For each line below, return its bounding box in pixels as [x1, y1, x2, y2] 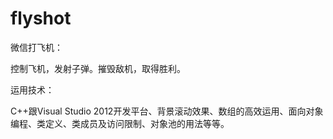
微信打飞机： [10, 41, 63, 53]
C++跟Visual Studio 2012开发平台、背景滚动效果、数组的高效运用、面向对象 [10, 105, 324, 117]
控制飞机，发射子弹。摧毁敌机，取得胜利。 [10, 62, 186, 74]
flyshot [10, 7, 72, 30]
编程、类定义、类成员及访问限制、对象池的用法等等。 [10, 117, 230, 129]
